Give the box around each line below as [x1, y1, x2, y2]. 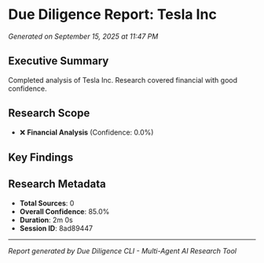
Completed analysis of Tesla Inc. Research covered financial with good [8, 75, 238, 84]
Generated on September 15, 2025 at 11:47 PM [8, 31, 159, 41]
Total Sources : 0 [19, 198, 75, 208]
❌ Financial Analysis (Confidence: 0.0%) [19, 128, 154, 137]
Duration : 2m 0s [19, 215, 73, 224]
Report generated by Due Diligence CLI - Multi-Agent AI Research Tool [8, 246, 237, 255]
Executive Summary [8, 54, 109, 68]
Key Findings [8, 150, 74, 164]
